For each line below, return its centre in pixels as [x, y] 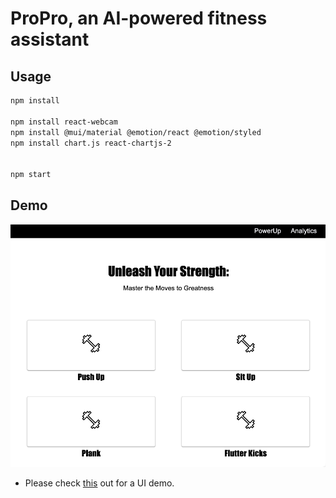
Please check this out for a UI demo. [99, 483]
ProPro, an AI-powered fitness [139, 18]
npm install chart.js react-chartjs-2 [91, 143]
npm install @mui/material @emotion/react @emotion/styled [136, 132]
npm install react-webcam [64, 122]
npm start [31, 175]
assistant [50, 39]
